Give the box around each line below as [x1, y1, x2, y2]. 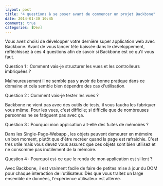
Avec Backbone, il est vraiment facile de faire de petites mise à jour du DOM [5, 166, 158, 171]
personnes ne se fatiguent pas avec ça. [5, 112, 84, 118]
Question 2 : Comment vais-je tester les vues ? [5, 93, 99, 99]
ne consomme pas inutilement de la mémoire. [5, 147, 96, 152]
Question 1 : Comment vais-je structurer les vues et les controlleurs [5, 64, 140, 69]
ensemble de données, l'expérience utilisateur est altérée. [5, 176, 122, 182]
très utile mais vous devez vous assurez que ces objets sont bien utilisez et [5, 141, 156, 147]
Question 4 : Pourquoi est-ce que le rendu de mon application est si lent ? [5, 156, 153, 162]
